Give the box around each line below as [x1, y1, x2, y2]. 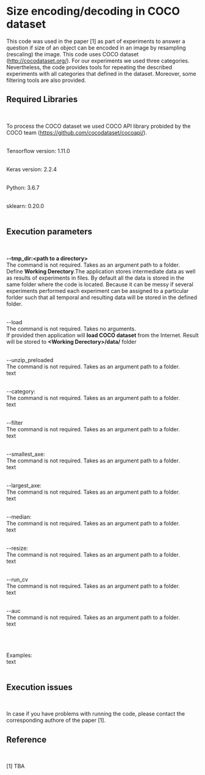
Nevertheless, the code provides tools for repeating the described [6, 63, 173, 71]
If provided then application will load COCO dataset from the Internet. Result [6, 332, 199, 339]
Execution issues [6, 682, 73, 692]
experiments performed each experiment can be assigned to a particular [6, 287, 189, 294]
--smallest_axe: [6, 450, 46, 458]
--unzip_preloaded [6, 356, 54, 363]
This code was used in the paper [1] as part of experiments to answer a [6, 37, 185, 45]
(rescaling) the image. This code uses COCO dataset [6, 50, 139, 57]
